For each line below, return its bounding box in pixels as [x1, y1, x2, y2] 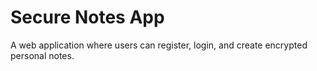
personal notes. [10, 49, 75, 61]
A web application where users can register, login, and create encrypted [10, 39, 308, 51]
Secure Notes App [10, 6, 165, 29]
